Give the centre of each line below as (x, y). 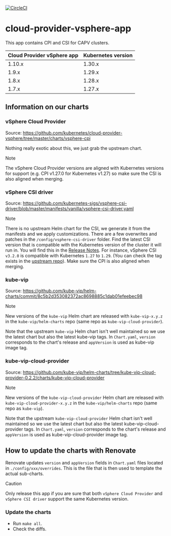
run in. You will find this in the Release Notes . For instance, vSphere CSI (81, 250)
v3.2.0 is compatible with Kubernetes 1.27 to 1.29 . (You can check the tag (84, 255)
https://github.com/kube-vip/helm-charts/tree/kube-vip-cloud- (89, 372)
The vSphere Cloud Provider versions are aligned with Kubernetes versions (84, 168)
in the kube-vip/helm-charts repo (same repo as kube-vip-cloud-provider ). (84, 322)
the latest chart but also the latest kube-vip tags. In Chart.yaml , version (80, 337)
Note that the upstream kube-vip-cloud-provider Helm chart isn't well (79, 418)
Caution (14, 484)
